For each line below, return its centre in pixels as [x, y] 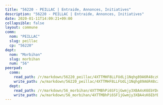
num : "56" [19, 63]
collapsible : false [25, 23]
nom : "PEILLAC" [25, 37]
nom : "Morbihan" [26, 54]
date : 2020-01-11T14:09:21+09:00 [39, 18]
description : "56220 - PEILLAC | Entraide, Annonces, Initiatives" [75, 14]
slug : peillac [24, 41]
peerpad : [14, 68]
